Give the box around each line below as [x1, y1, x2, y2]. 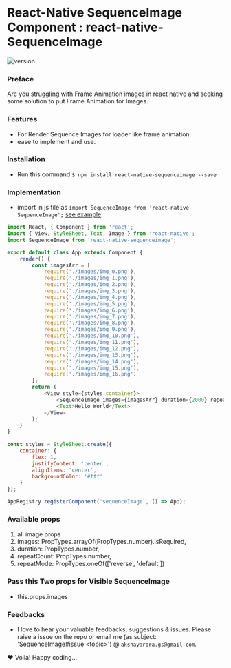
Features [7, 114, 38, 124]
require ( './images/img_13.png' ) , [43, 352, 140, 358]
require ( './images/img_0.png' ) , [43, 268, 137, 275]
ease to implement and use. [16, 137, 96, 145]
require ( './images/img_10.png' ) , [43, 332, 140, 339]
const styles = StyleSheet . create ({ [7, 441, 112, 448]
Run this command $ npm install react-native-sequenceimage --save [16, 170, 217, 179]
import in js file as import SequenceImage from [16, 203, 146, 212]
